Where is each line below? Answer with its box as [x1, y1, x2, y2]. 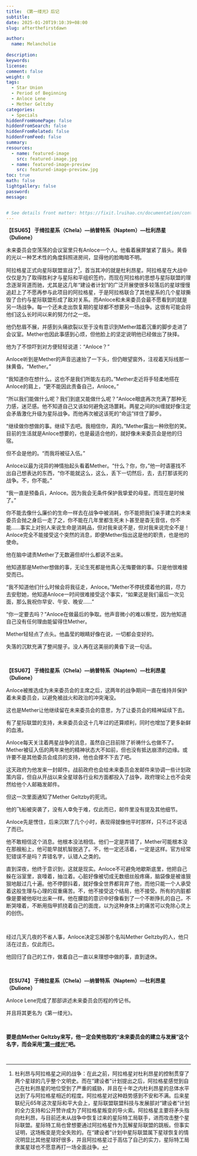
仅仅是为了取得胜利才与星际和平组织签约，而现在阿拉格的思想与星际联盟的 [6, 274, 186, 281]
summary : [6, 139, 28, 145]
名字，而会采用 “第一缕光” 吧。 [6, 1041, 79, 1048]
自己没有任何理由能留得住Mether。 [6, 618, 91, 625]
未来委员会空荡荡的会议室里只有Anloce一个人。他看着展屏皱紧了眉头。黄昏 [6, 246, 188, 253]
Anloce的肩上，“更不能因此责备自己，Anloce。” [6, 383, 119, 390]
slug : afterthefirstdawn [6, 25, 67, 31]
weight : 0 [6, 74, 30, 80]
